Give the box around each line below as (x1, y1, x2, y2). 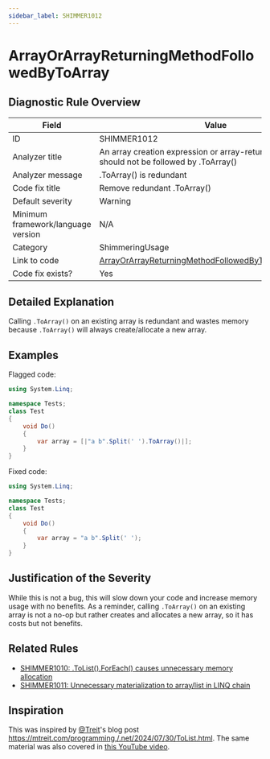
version (12, 229, 41, 240)
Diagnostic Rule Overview (8, 96, 141, 109)
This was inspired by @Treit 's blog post (8, 725, 139, 735)
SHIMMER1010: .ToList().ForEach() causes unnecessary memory (19, 663, 234, 673)
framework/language (12, 218, 92, 229)
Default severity (12, 195, 72, 206)
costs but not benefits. (8, 618, 83, 628)
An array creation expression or (99, 146, 219, 157)
